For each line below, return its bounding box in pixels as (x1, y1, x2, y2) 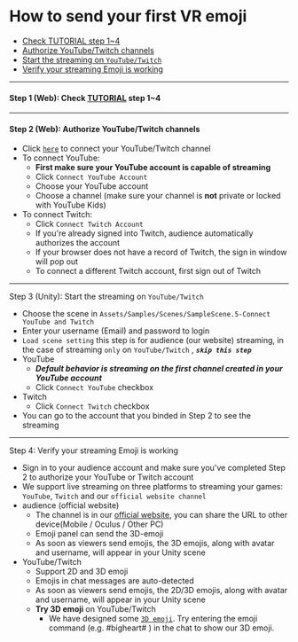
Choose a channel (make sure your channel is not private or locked (35, 191, 281, 201)
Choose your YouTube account (35, 181, 149, 192)
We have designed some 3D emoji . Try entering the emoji (48, 614, 258, 624)
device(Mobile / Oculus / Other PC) (35, 519, 164, 529)
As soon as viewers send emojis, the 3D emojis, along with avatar (35, 538, 275, 549)
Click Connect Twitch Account (35, 219, 144, 230)
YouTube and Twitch (21, 317, 95, 327)
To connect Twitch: (21, 209, 93, 220)
